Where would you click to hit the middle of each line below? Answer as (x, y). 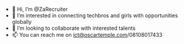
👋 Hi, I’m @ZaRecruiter (40, 9)
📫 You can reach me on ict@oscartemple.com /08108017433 (87, 35)
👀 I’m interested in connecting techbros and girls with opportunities (95, 15)
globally (22, 22)
